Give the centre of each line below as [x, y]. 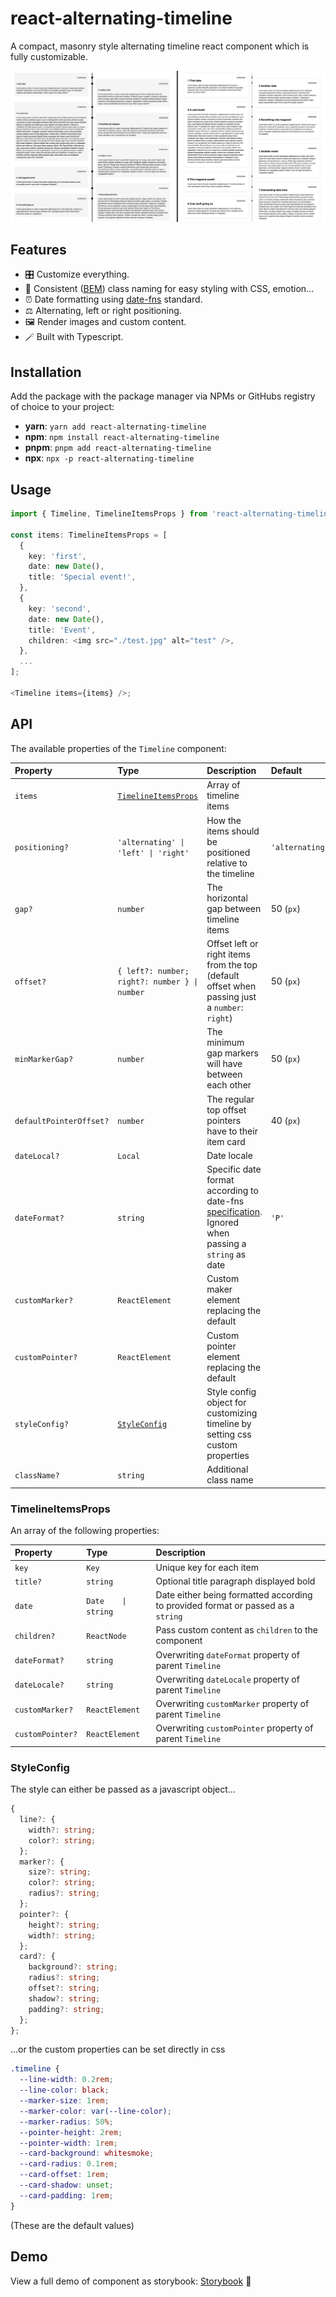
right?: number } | [158, 982]
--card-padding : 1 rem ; [66, 2195]
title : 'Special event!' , [82, 577]
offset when [231, 986]
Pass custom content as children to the [236, 1630]
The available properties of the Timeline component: [118, 748]
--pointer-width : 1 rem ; [68, 2143]
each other [229, 1085]
